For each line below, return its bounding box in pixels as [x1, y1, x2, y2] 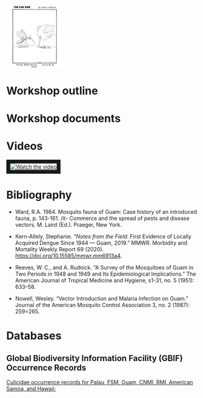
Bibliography [6, 188, 72, 202]
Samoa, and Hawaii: [6, 385, 56, 393]
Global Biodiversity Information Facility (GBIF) [6, 353, 183, 363]
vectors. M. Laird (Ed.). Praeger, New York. [15, 221, 122, 228]
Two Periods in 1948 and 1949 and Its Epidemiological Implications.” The [15, 270, 196, 277]
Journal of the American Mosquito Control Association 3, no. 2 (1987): [15, 302, 190, 309]
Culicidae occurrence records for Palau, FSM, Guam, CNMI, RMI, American [6, 379, 193, 386]
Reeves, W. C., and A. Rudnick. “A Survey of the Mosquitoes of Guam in [15, 264, 194, 271]
